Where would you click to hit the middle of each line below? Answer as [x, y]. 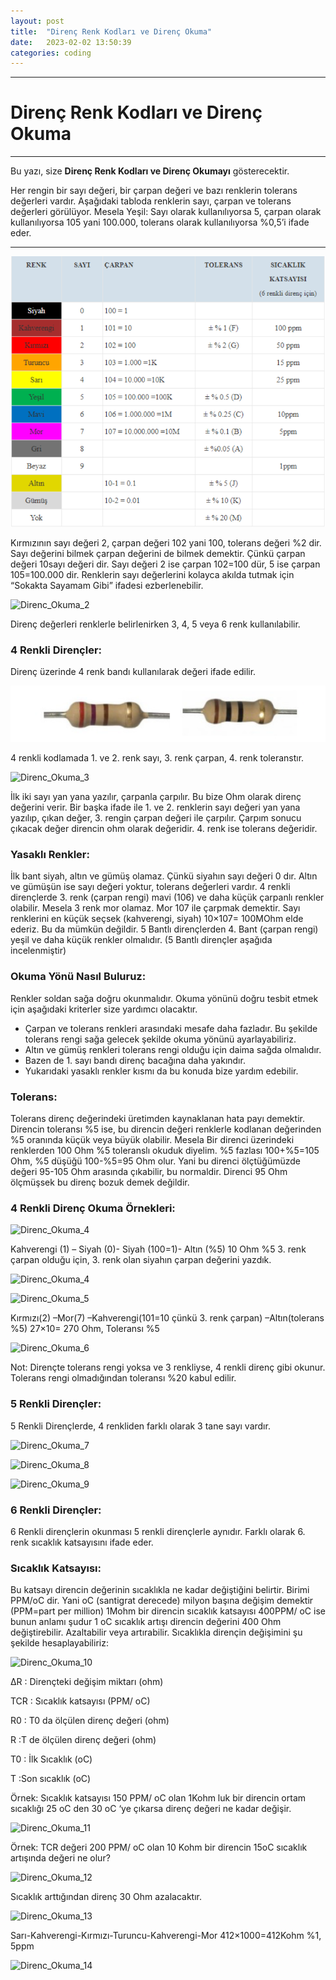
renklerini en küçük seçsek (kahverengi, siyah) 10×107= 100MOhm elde [157, 919]
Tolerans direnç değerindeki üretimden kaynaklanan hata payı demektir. [157, 1119]
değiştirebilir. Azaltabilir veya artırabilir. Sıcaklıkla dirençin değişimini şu [156, 1632]
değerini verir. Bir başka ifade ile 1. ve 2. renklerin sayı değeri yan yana [155, 807]
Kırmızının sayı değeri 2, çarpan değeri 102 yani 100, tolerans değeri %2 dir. [166, 542]
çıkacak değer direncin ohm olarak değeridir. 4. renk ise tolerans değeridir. [164, 829]
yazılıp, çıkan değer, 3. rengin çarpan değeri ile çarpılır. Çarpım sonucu [156, 818]
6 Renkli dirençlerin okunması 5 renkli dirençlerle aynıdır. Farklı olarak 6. [158, 1531]
